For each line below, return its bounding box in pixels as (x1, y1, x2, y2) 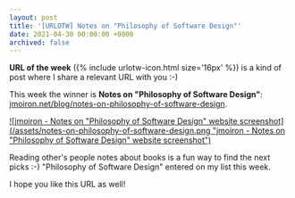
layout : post (9, 12, 58, 22)
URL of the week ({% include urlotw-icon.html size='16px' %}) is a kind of (9, 62, 282, 73)
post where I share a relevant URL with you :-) (9, 72, 179, 83)
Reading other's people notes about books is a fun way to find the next (9, 153, 271, 163)
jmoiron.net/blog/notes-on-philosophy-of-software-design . (9, 99, 228, 110)
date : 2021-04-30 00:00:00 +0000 (9, 29, 134, 38)
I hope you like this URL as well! (9, 179, 126, 190)
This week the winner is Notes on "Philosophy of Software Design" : (9, 89, 263, 100)
